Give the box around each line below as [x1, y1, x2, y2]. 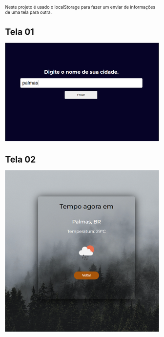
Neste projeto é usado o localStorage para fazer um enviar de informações [5, 4, 156, 10]
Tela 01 [5, 26, 34, 38]
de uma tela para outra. [5, 9, 52, 15]
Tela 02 [5, 154, 36, 165]
